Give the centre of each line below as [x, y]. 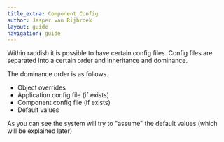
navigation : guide [34, 33]
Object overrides [42, 87]
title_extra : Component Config [53, 14]
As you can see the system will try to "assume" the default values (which [113, 124]
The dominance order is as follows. [58, 74]
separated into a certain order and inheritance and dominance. [98, 61]
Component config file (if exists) [64, 103]
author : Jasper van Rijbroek [50, 20]
